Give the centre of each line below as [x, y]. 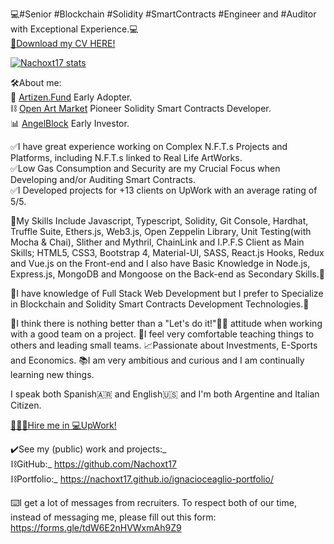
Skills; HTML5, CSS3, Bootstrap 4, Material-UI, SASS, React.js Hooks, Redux [167, 252]
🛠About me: [36, 82]
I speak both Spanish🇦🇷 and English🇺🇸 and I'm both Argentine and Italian [165, 394]
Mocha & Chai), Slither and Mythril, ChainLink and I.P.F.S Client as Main [157, 242]
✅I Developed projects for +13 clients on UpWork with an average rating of [164, 190]
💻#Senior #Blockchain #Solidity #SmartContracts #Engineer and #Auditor [163, 14]
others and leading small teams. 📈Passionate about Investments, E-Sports [164, 345]
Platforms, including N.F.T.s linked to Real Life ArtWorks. [126, 157]
